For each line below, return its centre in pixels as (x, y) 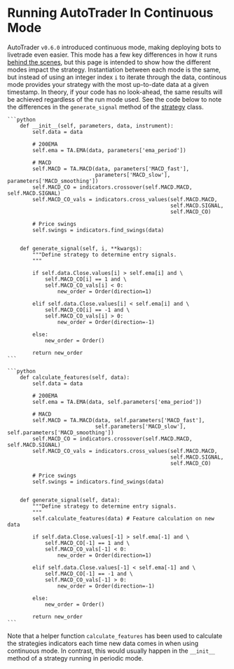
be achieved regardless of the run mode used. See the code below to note (115, 99)
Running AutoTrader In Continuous (110, 13)
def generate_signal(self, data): (70, 500)
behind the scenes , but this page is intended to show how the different (109, 62)
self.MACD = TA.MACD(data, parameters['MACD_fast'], (111, 169)
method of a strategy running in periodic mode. (75, 658)
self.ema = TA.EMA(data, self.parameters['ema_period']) (117, 402)
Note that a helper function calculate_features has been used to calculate (115, 635)
